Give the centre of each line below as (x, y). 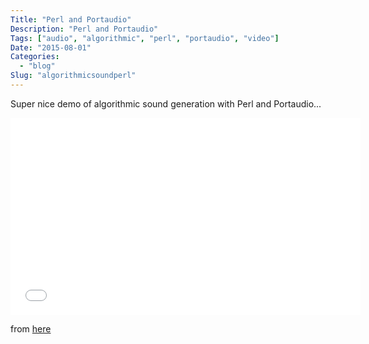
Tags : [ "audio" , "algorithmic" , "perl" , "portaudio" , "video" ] (145, 38)
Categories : (35, 57)
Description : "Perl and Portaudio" (84, 29)
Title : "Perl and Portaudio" (71, 19)
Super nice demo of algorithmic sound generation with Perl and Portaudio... (166, 103)
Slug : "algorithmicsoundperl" (73, 76)
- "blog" (37, 66)
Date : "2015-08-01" (51, 47)
